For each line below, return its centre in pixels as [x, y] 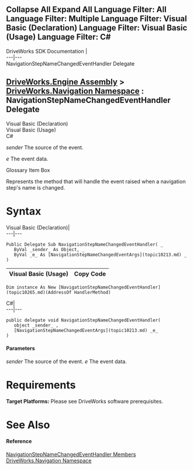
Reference [19, 441]
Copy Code [90, 273]
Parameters [20, 348]
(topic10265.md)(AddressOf [39, 292]
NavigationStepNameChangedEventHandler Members [71, 454]
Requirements [41, 385]
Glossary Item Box [28, 170]
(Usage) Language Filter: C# [58, 37]
